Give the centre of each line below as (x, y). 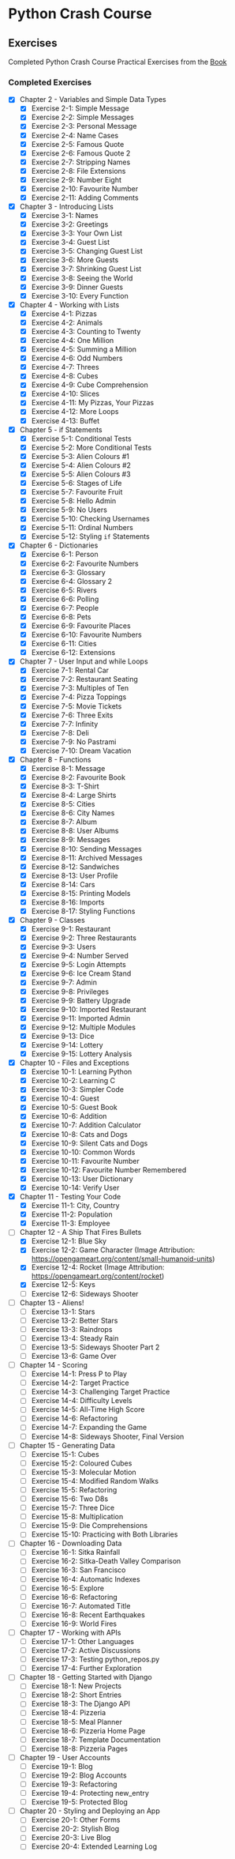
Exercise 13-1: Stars (63, 1311)
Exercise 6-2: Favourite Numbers (85, 563)
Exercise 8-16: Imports (68, 902)
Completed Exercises (50, 82)
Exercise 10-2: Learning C (73, 1081)
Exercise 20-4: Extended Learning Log (94, 1846)
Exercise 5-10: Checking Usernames (90, 519)
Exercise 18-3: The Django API (80, 1704)
